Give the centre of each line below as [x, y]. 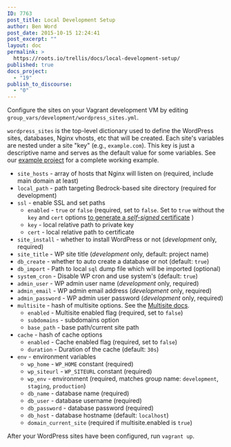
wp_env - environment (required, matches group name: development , [123, 379]
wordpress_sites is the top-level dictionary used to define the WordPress [110, 131]
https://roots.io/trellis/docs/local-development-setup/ [97, 59]
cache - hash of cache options [60, 335]
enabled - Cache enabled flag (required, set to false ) [102, 342]
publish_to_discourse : [40, 84]
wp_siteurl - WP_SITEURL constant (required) [90, 371]
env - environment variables [57, 357]
